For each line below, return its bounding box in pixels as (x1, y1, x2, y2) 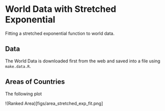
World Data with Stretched (5, 3, 116, 15)
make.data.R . (5, 63, 31, 69)
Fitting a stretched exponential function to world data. (5, 30, 115, 36)
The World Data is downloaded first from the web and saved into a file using (5, 58, 161, 64)
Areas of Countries (5, 78, 65, 86)
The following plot (5, 91, 42, 97)
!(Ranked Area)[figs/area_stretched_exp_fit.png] (5, 100, 103, 106)
